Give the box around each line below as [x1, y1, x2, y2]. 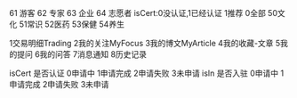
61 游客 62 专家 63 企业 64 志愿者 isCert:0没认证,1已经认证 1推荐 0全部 [9, 8, 267, 18]
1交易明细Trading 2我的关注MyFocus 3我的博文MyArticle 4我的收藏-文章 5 [9, 38, 281, 48]
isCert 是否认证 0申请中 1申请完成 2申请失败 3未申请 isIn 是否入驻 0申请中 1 [9, 68, 285, 78]
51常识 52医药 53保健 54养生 [19, 19, 124, 29]
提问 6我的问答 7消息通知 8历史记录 [16, 49, 148, 60]
